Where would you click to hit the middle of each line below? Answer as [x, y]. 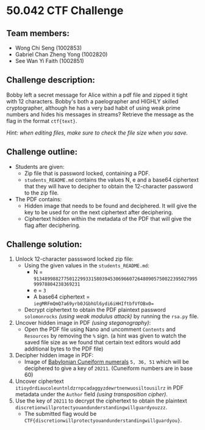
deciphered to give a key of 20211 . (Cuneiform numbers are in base [109, 368]
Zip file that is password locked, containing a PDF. [87, 173]
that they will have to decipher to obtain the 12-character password [109, 186]
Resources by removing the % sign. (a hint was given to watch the [105, 336]
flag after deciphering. [52, 225]
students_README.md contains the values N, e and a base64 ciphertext [111, 180]
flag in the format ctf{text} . [42, 120]
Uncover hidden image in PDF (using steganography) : [83, 323]
